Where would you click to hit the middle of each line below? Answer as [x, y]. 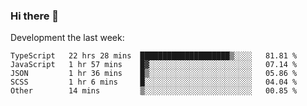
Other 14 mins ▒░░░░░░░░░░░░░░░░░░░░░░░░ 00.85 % [154, 91]
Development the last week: [67, 38]
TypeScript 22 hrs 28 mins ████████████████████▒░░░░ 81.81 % [154, 56]
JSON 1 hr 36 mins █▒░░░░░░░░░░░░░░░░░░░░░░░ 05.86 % [154, 74]
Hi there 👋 [35, 16]
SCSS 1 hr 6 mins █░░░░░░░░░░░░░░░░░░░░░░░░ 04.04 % [154, 82]
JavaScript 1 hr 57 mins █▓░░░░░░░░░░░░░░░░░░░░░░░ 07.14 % [154, 65]
